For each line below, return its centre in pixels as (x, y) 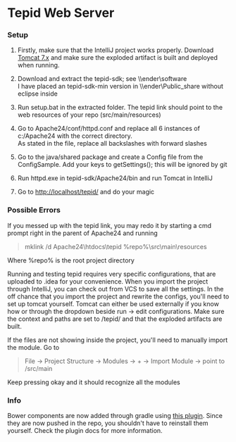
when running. (38, 65)
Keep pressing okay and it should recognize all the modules (94, 382)
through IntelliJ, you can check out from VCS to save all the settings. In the (116, 289)
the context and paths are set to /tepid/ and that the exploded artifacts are (115, 319)
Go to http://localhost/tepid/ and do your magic (86, 192)
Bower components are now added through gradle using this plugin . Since (115, 416)
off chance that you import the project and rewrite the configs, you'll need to (118, 296)
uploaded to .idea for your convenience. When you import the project (108, 281)
